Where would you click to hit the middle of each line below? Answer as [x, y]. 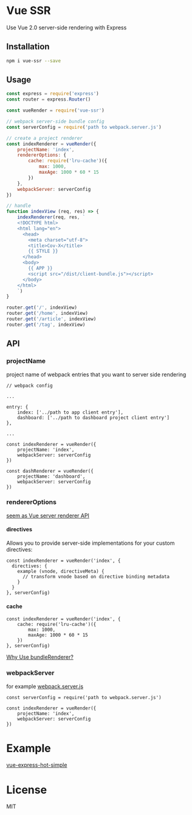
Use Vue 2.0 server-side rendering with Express [67, 27]
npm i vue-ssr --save [34, 61]
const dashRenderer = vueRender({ [50, 471]
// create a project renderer [45, 138]
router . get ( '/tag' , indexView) [46, 325]
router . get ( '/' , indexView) [42, 308]
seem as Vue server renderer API [48, 515]
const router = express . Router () [49, 99]
